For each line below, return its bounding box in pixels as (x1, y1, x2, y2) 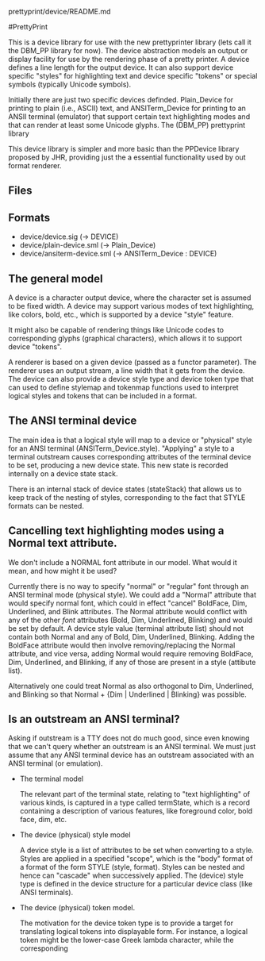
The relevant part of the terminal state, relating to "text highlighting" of (19, 790, 251, 799)
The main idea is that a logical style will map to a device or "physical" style (8, 435, 252, 444)
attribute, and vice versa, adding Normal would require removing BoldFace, (8, 648, 254, 658)
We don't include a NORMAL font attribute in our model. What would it (8, 557, 237, 567)
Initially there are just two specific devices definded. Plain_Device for (8, 95, 234, 104)
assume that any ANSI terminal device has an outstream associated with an (8, 750, 255, 760)
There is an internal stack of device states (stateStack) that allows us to (8, 484, 242, 494)
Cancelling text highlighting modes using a (8, 524, 225, 538)
